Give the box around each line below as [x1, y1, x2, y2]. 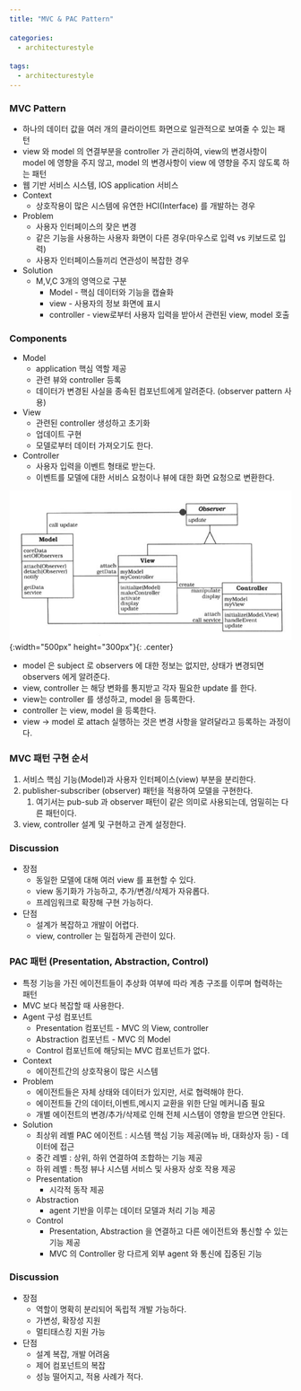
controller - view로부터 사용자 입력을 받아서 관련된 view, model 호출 [48, 310, 290, 321]
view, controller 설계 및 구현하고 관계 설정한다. [21, 818, 186, 830]
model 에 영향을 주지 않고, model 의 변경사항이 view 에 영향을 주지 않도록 [21, 157, 280, 168]
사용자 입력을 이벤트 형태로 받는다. [35, 461, 156, 471]
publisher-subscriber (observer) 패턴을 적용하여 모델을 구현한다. [21, 785, 254, 796]
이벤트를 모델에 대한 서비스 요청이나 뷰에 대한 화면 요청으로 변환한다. [35, 472, 275, 483]
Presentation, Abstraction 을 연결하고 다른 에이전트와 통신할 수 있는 [48, 1226, 288, 1237]
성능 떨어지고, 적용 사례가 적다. [35, 1370, 143, 1382]
